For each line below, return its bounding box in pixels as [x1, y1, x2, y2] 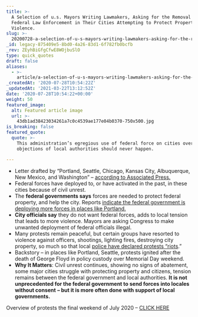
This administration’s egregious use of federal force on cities [16, 140, 181, 146]
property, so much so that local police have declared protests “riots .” [14, 243, 182, 250]
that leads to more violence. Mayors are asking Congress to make [14, 217, 174, 224]
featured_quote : [6, 129, 46, 136]
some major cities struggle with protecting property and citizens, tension [14, 267, 192, 274]
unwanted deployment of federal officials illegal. [14, 224, 132, 231]
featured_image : [6, 102, 46, 108]
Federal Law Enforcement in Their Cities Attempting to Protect [11, 19, 173, 25]
